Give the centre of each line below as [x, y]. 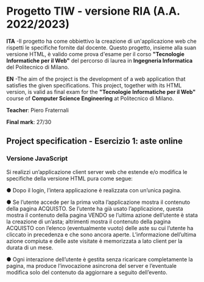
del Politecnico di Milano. [38, 67]
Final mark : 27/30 [29, 122]
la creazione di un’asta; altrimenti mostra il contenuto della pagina [89, 222]
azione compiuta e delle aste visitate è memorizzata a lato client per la [94, 241]
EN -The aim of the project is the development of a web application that [96, 79]
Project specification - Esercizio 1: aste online [94, 141]
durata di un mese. [30, 247]
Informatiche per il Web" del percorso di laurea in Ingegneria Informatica [100, 60]
